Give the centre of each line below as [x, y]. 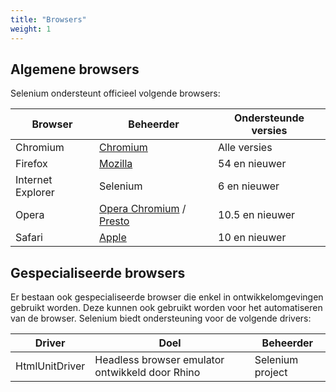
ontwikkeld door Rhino [147, 373]
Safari [29, 238]
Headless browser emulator [159, 360]
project [271, 373]
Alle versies [245, 148]
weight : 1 [31, 29]
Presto [114, 221]
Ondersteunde [269, 118]
